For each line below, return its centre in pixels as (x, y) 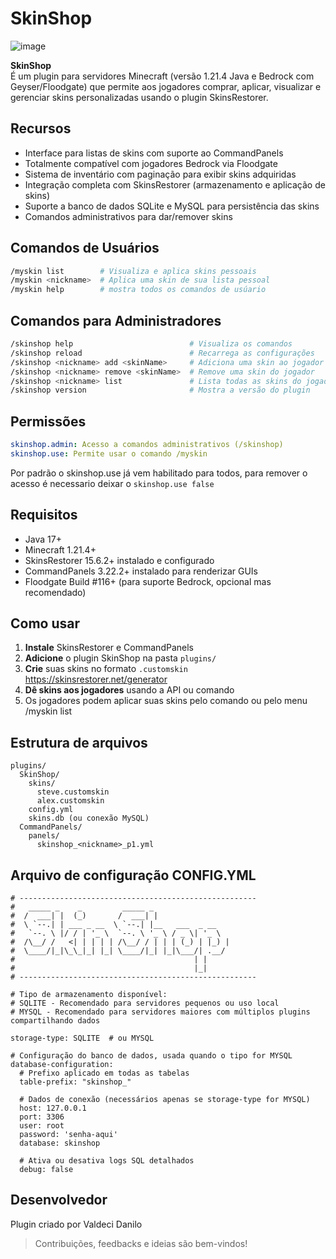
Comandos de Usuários (85, 248)
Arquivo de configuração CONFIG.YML (133, 875)
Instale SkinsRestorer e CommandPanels (109, 648)
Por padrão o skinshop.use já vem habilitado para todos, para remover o (159, 473)
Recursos (41, 128)
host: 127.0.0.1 (53, 1108)
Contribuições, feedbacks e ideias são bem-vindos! (141, 1243)
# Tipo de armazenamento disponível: (89, 995)
